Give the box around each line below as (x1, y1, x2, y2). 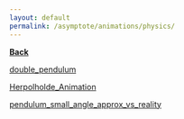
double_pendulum (9, 64, 77, 75)
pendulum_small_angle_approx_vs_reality (9, 98, 162, 109)
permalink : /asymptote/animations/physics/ (9, 22, 176, 31)
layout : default (9, 13, 70, 23)
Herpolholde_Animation (9, 81, 97, 92)
